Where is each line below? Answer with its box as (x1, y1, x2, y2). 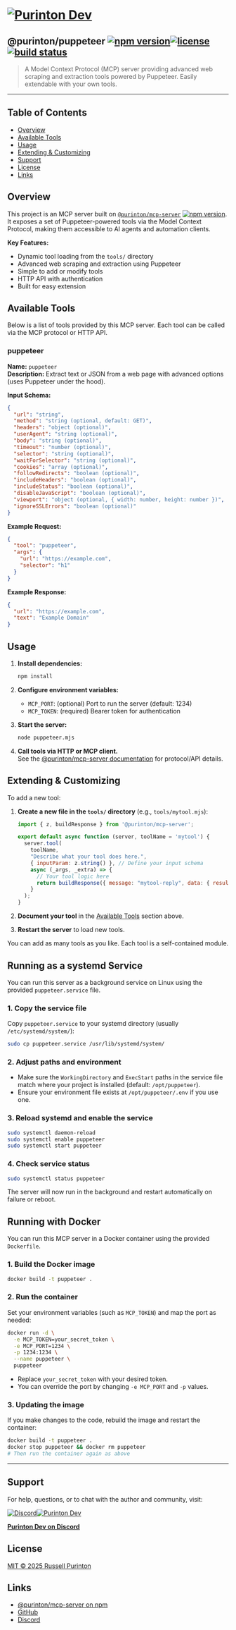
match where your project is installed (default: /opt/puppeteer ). (17, 1081, 201, 1089)
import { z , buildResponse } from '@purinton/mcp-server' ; (17, 821, 195, 828)
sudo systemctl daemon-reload (7, 1129, 96, 1136)
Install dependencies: (17, 659, 83, 668)
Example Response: (7, 587, 67, 596)
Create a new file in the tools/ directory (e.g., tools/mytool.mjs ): (17, 807, 209, 816)
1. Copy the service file (7, 1003, 87, 1013)
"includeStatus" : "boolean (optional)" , (13, 483, 133, 490)
